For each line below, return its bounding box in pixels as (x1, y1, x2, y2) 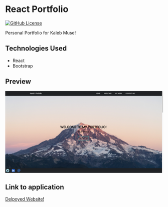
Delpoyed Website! (5, 196, 44, 202)
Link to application (5, 182, 64, 191)
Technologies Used (5, 44, 67, 53)
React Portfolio (5, 3, 69, 15)
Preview (5, 77, 32, 86)
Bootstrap (12, 62, 33, 68)
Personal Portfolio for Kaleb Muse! (5, 29, 76, 35)
